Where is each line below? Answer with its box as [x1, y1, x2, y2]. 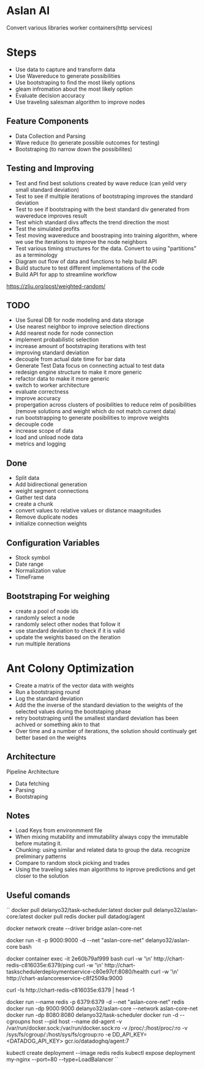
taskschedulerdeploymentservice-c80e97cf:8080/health [6, 968, 149, 975]
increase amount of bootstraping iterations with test [15, 343, 146, 350]
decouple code [15, 420, 54, 428]
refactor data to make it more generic [15, 375, 110, 382]
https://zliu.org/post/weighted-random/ [6, 283, 106, 290]
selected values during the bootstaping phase [15, 707, 131, 715]
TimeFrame [15, 573, 45, 580]
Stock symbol [15, 554, 50, 561]
